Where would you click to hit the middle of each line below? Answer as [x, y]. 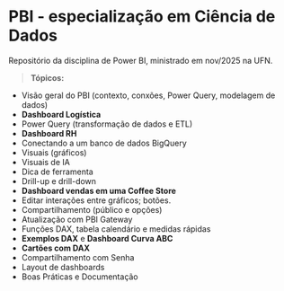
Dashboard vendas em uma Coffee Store [99, 190]
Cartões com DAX [56, 248]
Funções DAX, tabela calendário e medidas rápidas [116, 229]
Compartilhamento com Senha [78, 257]
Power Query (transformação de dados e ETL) [107, 124]
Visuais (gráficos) [54, 152]
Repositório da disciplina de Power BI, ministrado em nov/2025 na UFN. [141, 60]
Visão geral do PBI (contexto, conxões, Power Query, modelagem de [148, 95]
